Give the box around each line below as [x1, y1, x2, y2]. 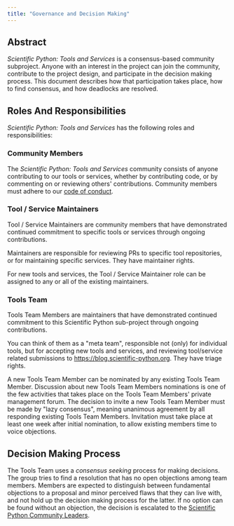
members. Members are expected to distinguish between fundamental [7, 481, 211, 490]
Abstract [7, 36, 47, 48]
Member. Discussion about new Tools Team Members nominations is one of [7, 383, 226, 391]
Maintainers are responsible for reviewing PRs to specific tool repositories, [7, 248, 222, 257]
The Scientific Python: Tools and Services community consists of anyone [7, 164, 219, 173]
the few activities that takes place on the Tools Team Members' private [7, 390, 212, 398]
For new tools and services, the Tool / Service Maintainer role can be [7, 269, 206, 278]
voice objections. [7, 427, 57, 436]
